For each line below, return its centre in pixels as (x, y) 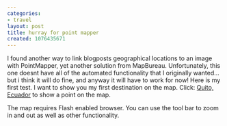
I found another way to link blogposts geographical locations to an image (110, 58)
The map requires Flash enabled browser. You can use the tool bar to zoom (113, 108)
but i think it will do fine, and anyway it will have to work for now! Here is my (114, 80)
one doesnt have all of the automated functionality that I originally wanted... (113, 73)
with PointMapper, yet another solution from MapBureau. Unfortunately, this (114, 66)
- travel (19, 20)
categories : (24, 13)
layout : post (26, 26)
